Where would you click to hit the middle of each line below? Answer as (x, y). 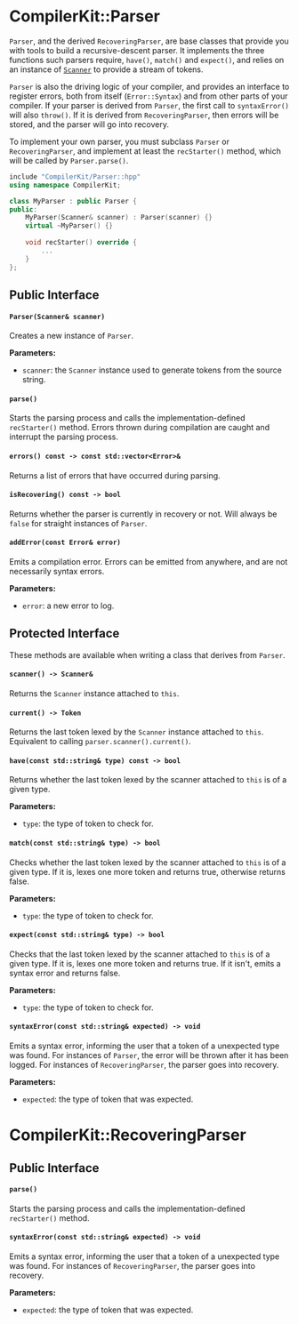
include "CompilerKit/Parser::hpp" (75, 177)
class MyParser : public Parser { (73, 201)
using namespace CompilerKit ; (65, 185)
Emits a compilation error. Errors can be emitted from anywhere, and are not (149, 561)
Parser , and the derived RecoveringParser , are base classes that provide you (149, 41)
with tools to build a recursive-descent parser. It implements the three (137, 50)
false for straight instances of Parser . (78, 523)
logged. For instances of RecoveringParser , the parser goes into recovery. (144, 1065)
